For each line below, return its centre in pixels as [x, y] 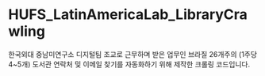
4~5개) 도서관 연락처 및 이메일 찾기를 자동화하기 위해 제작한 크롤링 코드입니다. [129, 64]
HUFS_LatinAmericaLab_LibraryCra [128, 15]
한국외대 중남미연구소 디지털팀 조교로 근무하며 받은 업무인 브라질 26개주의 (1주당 [133, 54]
